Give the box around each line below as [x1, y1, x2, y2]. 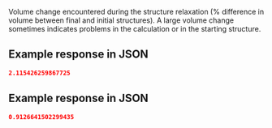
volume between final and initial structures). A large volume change [8, 15, 234, 25]
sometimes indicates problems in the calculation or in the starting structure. [8, 24, 261, 33]
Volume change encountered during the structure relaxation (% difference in [8, 7, 265, 16]
